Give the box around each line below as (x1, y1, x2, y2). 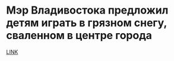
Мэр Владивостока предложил (6, 4, 169, 17)
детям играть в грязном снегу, (6, 16, 167, 30)
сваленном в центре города (6, 29, 153, 42)
